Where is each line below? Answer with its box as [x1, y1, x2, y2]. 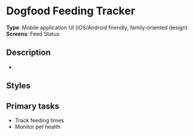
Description [6, 48, 51, 58]
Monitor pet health [14, 123, 61, 130]
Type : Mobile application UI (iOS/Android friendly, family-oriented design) [6, 24, 188, 31]
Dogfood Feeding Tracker [6, 4, 136, 18]
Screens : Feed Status [6, 30, 60, 37]
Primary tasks [6, 101, 60, 111]
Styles [6, 81, 31, 91]
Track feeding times [14, 116, 65, 123]
